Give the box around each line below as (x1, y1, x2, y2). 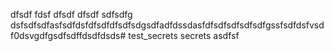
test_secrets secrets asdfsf (128, 30, 240, 41)
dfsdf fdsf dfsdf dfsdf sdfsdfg (10, 9, 133, 20)
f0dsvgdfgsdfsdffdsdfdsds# (10, 30, 127, 41)
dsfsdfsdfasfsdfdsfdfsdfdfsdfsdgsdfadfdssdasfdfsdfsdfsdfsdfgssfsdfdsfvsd (10, 19, 325, 31)
